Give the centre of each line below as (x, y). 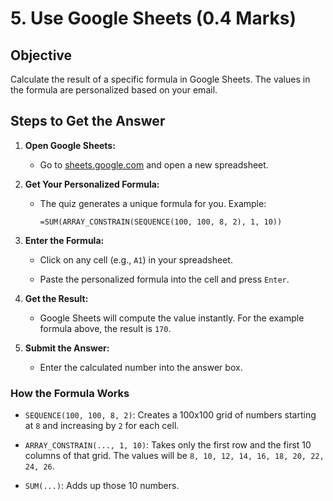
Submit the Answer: (67, 348)
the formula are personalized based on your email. (114, 90)
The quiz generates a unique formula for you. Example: (153, 203)
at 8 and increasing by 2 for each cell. (102, 426)
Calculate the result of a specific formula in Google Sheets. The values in (160, 79)
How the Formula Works (70, 393)
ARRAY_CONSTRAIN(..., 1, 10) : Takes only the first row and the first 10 (168, 445)
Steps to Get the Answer (88, 121)
